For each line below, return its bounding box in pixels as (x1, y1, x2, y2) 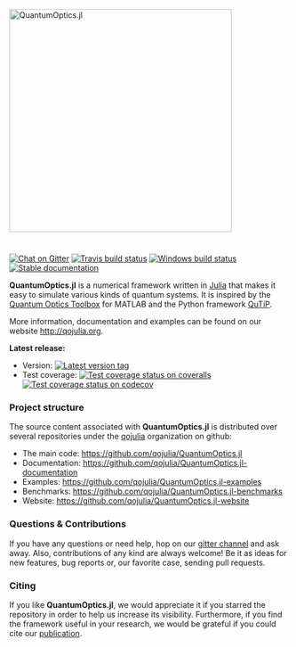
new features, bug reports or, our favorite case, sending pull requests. (9, 557, 266, 568)
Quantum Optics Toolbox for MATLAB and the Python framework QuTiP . (9, 299, 273, 310)
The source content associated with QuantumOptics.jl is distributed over (9, 422, 278, 432)
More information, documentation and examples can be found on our (9, 316, 262, 327)
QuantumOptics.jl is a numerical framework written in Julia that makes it (9, 280, 276, 291)
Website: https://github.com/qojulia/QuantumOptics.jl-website (21, 495, 250, 506)
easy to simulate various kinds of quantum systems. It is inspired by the (9, 290, 271, 300)
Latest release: (9, 343, 66, 354)
